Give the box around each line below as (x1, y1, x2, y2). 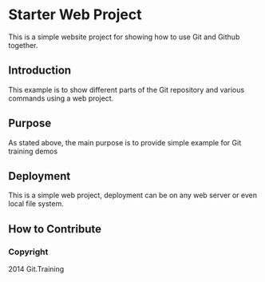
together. (8, 40, 38, 50)
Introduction (8, 64, 72, 77)
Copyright (8, 246, 49, 257)
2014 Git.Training (8, 264, 65, 274)
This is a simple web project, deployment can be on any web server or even (8, 190, 258, 201)
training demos (8, 146, 58, 156)
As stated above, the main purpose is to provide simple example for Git (8, 137, 242, 147)
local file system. (8, 199, 64, 209)
